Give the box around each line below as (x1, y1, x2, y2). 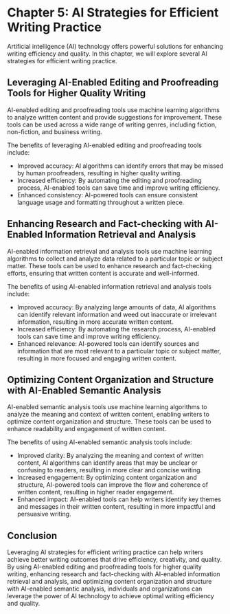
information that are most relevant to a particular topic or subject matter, (16, 347, 222, 355)
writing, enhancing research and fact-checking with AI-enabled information (7, 570, 221, 578)
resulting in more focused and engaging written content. (16, 354, 177, 362)
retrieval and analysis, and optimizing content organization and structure (7, 578, 212, 586)
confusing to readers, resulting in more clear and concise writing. (16, 466, 203, 474)
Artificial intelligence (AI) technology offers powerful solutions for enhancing (7, 42, 223, 50)
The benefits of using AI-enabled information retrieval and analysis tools (7, 282, 211, 290)
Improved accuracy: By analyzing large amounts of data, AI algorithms (16, 303, 216, 311)
